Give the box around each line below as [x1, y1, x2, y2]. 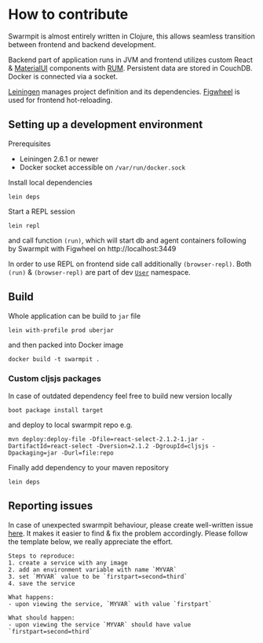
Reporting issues [8, 499, 93, 513]
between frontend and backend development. [8, 39, 156, 49]
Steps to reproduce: [8, 552, 76, 560]
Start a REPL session [8, 206, 75, 216]
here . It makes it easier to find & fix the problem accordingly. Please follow [8, 528, 249, 538]
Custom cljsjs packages [8, 373, 102, 384]
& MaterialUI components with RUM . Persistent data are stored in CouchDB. [8, 63, 253, 72]
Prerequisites [8, 139, 51, 148]
